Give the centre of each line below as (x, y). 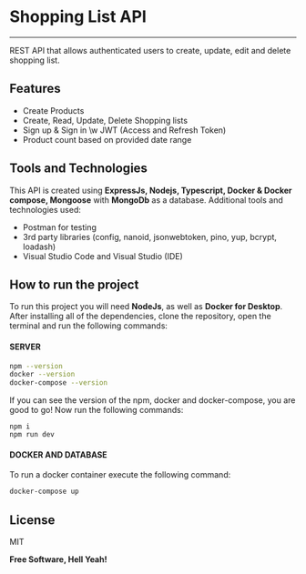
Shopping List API (78, 17)
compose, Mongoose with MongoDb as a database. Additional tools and (147, 200)
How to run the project (74, 284)
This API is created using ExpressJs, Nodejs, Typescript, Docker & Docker (151, 190)
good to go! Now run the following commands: (97, 410)
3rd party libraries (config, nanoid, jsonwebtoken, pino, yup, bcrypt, (150, 237)
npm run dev (32, 435)
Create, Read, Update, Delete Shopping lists (105, 120)
